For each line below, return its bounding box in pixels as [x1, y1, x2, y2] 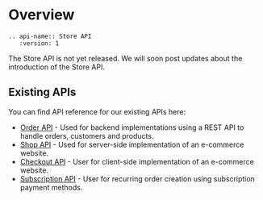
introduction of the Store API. [8, 62, 105, 72]
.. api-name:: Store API [8, 32, 92, 40]
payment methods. [19, 182, 83, 192]
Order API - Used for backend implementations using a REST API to [19, 123, 244, 132]
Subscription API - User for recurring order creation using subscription [19, 173, 256, 183]
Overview [8, 6, 75, 24]
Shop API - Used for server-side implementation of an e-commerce [19, 140, 244, 149]
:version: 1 [19, 39, 60, 48]
